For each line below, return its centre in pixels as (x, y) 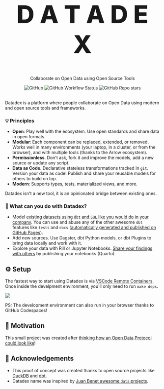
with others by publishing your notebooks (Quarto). (64, 254)
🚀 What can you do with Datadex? (46, 206)
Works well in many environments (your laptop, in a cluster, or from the (84, 147)
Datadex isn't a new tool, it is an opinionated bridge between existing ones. (81, 193)
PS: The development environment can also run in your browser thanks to (80, 305)
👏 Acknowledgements (40, 359)
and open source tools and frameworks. (45, 108)
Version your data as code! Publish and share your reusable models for (84, 173)
